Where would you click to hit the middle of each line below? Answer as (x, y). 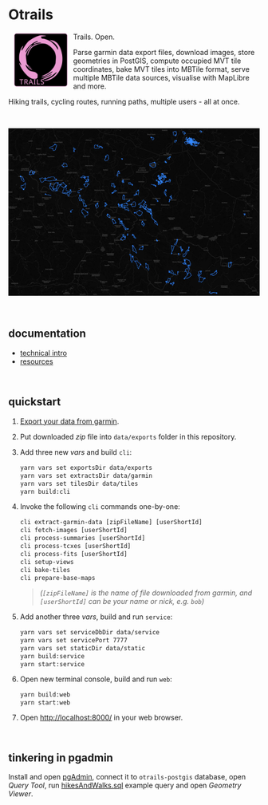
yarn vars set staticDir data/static (83, 648)
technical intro (43, 353)
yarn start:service (52, 664)
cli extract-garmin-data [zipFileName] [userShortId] (111, 522)
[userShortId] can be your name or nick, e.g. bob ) (122, 601)
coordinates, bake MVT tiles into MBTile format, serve (161, 69)
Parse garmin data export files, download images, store (164, 52)
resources (36, 361)
